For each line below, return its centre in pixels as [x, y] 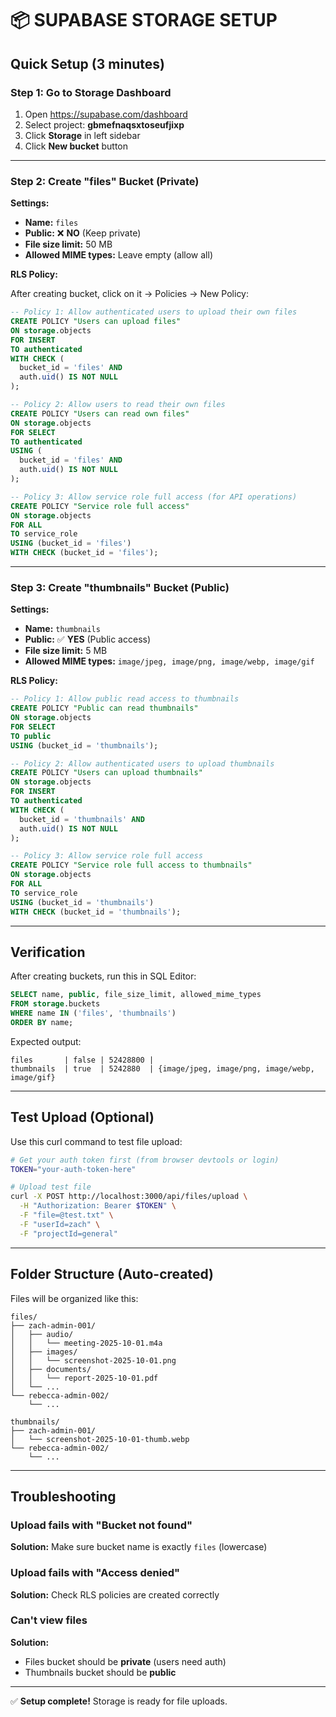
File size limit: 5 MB [66, 651]
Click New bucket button [76, 146]
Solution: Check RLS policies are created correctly [115, 1594]
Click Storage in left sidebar [82, 135]
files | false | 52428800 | [82, 1060]
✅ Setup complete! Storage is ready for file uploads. [119, 1701]
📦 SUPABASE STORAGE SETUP [144, 20]
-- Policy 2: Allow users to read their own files [118, 405]
